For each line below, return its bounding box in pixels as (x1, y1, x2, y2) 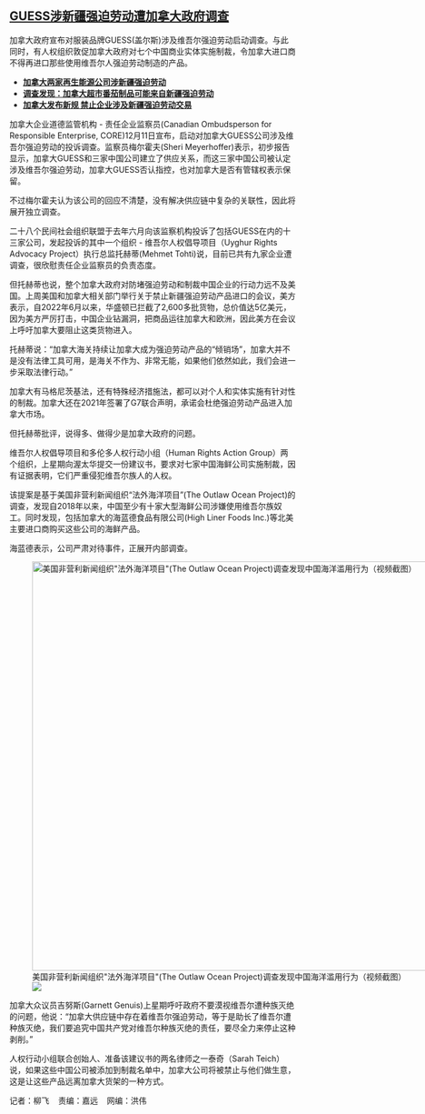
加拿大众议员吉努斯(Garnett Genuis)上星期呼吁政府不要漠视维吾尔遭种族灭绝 (9, 999, 295, 1010)
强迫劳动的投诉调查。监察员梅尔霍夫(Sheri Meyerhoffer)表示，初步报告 (25, 141, 291, 152)
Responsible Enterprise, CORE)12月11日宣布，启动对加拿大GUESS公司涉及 (9, 130, 286, 141)
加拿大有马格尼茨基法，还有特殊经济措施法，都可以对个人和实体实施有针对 (9, 386, 288, 396)
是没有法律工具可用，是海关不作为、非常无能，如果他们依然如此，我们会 (9, 355, 280, 366)
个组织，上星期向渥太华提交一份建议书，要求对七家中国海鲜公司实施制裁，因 (9, 458, 296, 469)
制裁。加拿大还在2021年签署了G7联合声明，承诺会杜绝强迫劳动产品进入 (16, 396, 284, 407)
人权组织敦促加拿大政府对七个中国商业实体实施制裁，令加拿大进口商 (40, 45, 296, 56)
